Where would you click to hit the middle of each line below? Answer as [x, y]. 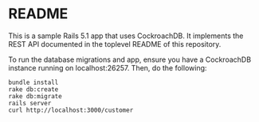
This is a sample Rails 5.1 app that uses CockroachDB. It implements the [126, 36]
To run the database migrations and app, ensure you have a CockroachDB [130, 59]
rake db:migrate [35, 96]
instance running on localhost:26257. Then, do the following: [108, 67]
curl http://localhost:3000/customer [71, 110]
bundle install [33, 82]
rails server [30, 103]
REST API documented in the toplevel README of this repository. [115, 44]
